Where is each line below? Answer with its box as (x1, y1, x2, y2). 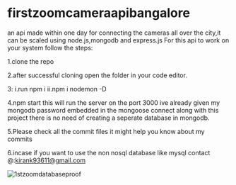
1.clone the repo (7, 57, 54, 65)
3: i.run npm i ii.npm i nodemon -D (7, 84, 107, 93)
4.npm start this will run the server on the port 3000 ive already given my (7, 98, 220, 107)
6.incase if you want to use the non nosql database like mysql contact (7, 148, 211, 157)
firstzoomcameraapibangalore (7, 5, 191, 21)
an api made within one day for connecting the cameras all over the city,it (7, 28, 221, 37)
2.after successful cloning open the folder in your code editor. (7, 71, 187, 79)
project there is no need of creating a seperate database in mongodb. (7, 113, 210, 122)
